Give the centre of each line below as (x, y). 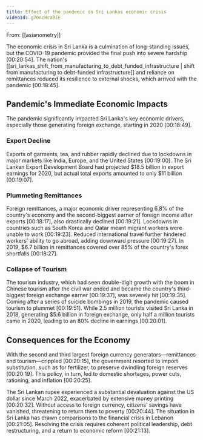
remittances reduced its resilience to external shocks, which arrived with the (101, 79)
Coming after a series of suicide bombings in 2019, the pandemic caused (98, 302)
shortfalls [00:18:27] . (32, 253)
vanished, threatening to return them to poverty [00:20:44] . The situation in (101, 412)
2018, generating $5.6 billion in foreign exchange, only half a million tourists (101, 315)
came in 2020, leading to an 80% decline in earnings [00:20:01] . (87, 321)
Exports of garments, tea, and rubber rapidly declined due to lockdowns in (99, 154)
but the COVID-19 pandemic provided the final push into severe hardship (97, 53)
